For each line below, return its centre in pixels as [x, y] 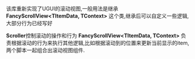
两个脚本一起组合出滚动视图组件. [46, 50]
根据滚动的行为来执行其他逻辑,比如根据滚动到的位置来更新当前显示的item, [100, 43]
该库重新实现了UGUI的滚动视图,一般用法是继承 [62, 8]
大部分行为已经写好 [29, 23]
